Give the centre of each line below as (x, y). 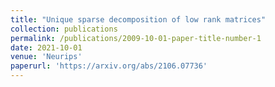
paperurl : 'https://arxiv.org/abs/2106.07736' (109, 66)
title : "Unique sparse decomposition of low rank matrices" (138, 19)
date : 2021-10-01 (46, 47)
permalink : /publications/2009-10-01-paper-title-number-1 (136, 38)
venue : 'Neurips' (46, 57)
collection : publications (64, 29)
